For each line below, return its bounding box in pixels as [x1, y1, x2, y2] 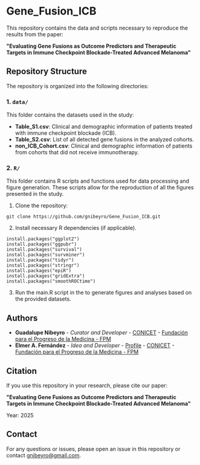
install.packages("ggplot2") [6, 236, 80, 242]
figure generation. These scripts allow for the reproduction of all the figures [6, 184, 195, 191]
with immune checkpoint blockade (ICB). [15, 129, 117, 137]
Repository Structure [6, 67, 88, 77]
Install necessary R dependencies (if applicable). [15, 224, 137, 232]
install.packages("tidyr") [6, 257, 74, 264]
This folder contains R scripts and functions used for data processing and [6, 177, 189, 185]
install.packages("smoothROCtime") [6, 278, 96, 285]
